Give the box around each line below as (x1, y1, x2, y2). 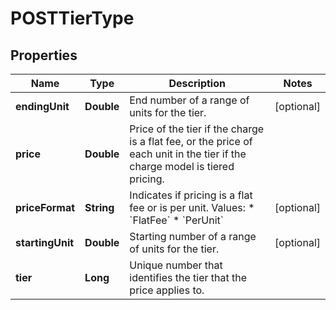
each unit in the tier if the (129, 147, 247, 161)
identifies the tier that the (129, 271, 248, 284)
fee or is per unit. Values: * (129, 201, 255, 214)
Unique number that (129, 258, 223, 272)
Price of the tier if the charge (129, 122, 265, 136)
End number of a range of (129, 93, 250, 107)
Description (168, 77, 226, 90)
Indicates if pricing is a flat (129, 188, 253, 202)
